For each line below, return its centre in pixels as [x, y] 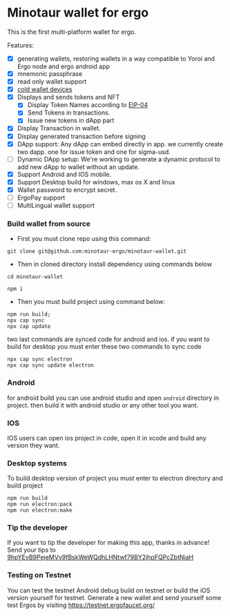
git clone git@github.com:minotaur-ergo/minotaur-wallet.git [97, 251]
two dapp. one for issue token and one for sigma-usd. [94, 152]
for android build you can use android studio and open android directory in [113, 398]
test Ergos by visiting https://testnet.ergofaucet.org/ [81, 605]
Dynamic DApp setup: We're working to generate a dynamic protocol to [119, 159]
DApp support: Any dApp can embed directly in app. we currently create [120, 144]
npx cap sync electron [40, 359]
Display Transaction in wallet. [59, 128]
